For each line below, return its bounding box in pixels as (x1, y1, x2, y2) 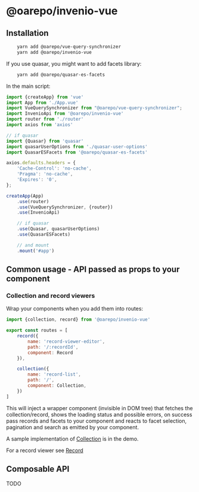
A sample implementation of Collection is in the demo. (6, 435, 139, 442)
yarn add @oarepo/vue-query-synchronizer (17, 44, 121, 50)
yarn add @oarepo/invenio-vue (17, 49, 92, 55)
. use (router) (17, 198, 49, 204)
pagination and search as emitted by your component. (6, 423, 139, 430)
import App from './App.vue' (6, 100, 79, 106)
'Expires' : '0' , (17, 177, 58, 183)
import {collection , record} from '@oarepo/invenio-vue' (6, 316, 151, 323)
